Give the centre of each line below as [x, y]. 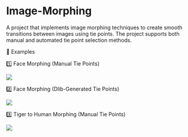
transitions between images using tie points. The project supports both [93, 33]
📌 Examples [21, 51]
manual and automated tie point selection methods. [69, 40]
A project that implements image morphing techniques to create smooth [94, 27]
